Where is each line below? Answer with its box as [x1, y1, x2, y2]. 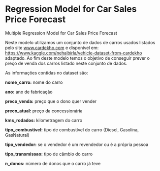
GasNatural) [5, 132, 30, 138]
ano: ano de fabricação [5, 89, 53, 95]
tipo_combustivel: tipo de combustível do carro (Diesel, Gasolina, [5, 126, 139, 133]
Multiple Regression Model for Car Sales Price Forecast [5, 30, 117, 36]
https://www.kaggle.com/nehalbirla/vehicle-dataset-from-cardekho [5, 50, 142, 56]
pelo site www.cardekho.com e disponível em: [5, 45, 99, 50]
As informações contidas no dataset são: [5, 70, 89, 75]
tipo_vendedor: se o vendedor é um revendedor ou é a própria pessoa [5, 141, 149, 147]
